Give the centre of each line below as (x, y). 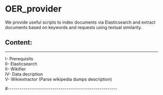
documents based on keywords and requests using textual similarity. (73, 27)
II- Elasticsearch (21, 64)
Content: (19, 43)
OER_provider (33, 9)
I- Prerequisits (19, 58)
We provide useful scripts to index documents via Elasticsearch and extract (80, 22)
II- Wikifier (16, 69)
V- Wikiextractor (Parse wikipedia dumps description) (59, 79)
